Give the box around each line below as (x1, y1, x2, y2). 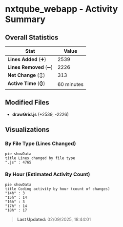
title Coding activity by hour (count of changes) (5, 186, 110, 191)
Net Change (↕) (7, 72, 45, 79)
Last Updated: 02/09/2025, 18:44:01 (17, 216, 91, 222)
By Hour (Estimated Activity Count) (5, 171, 90, 178)
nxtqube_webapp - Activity (5, 3, 118, 15)
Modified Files (5, 99, 50, 107)
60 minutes (57, 81, 84, 87)
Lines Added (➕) (7, 56, 46, 62)
